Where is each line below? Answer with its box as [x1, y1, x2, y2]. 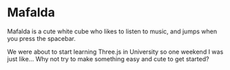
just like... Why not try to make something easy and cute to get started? [7, 54, 209, 63]
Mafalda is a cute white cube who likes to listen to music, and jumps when [7, 27, 218, 35]
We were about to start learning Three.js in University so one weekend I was [7, 48, 224, 56]
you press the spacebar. [7, 34, 76, 42]
